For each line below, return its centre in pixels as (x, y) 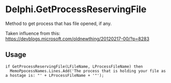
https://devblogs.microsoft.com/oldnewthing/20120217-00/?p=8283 (77, 39)
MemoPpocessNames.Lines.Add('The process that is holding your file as (88, 71)
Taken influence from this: (33, 33)
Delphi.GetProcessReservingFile (76, 9)
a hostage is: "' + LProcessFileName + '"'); (55, 75)
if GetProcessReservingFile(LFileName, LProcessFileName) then (74, 66)
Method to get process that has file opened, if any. (59, 23)
